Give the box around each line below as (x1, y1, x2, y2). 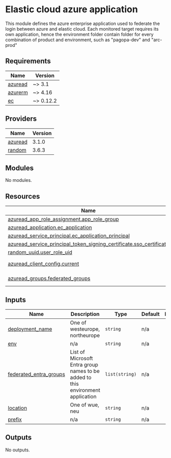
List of (70, 348, 85, 355)
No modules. (5, 177, 32, 183)
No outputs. (5, 447, 30, 453)
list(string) (105, 371, 137, 377)
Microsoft (70, 355, 93, 362)
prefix (8, 416, 22, 423)
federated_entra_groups (8, 371, 65, 378)
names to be (70, 368, 100, 374)
